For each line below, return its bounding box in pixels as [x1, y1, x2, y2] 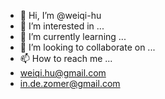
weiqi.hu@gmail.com [19, 67, 107, 79]
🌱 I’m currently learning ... [19, 31, 127, 42]
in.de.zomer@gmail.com [19, 78, 121, 89]
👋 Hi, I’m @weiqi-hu [19, 10, 102, 21]
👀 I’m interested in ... [19, 20, 105, 32]
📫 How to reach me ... [19, 53, 113, 64]
